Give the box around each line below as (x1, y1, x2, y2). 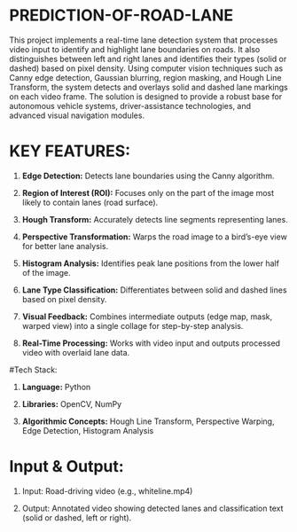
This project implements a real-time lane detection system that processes (9, 35, 278, 45)
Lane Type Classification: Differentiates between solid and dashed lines (21, 285, 287, 295)
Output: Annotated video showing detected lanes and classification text (21, 503, 284, 513)
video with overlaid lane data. (21, 347, 130, 357)
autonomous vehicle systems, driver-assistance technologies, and (9, 100, 251, 111)
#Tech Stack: (9, 364, 58, 375)
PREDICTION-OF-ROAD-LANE (9, 5, 234, 26)
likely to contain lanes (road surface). (21, 197, 159, 207)
